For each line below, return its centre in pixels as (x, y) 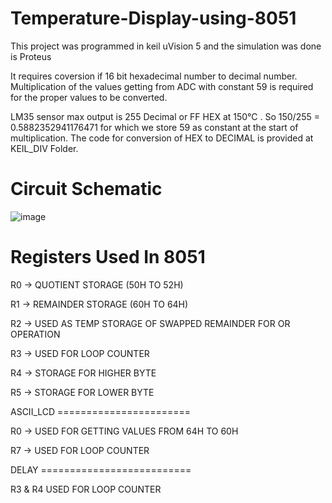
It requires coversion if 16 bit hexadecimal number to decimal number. (154, 76)
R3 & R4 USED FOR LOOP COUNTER (86, 489)
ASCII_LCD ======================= (101, 411)
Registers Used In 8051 (108, 257)
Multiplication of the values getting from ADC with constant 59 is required (162, 86)
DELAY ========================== (101, 469)
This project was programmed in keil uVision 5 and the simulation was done (166, 46)
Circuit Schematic (86, 189)
